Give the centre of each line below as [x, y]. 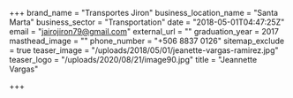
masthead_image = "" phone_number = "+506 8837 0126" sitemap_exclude [147, 41]
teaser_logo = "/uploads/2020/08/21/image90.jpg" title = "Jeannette [133, 60]
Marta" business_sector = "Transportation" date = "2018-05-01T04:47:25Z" [147, 22]
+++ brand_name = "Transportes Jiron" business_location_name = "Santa [144, 13]
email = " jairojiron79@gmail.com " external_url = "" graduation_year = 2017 [144, 31]
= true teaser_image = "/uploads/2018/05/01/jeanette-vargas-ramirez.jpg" [144, 50]
